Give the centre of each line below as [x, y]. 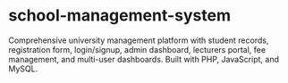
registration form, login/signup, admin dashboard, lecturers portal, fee [137, 49]
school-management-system [120, 16]
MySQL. [23, 69]
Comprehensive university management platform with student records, [139, 40]
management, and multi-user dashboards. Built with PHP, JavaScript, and [144, 59]
